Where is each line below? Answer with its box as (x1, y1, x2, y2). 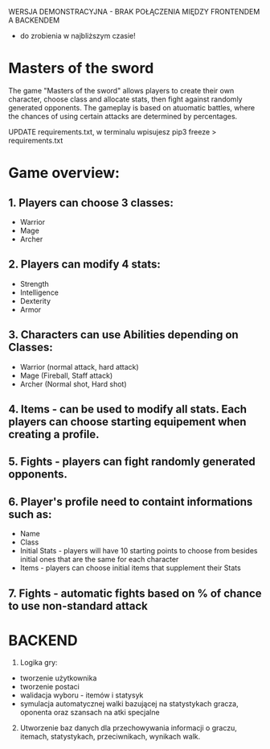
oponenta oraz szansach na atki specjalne (19, 708, 160, 718)
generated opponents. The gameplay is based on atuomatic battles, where (8, 102, 256, 112)
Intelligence (19, 288, 59, 297)
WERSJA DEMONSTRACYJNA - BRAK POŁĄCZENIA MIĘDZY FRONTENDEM (8, 7, 260, 16)
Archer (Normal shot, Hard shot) (19, 379, 127, 389)
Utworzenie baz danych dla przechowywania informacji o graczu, (19, 723, 237, 733)
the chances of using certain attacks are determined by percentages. (8, 111, 238, 121)
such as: (8, 507, 52, 521)
